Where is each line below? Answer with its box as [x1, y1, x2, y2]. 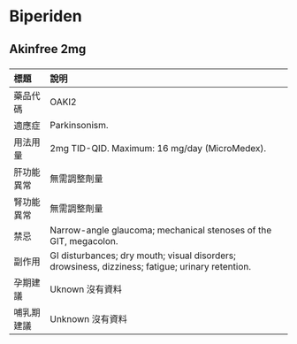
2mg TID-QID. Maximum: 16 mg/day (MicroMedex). [49, 141, 267, 154]
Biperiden [9, 6, 82, 27]
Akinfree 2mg [9, 42, 87, 57]
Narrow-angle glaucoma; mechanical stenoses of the [49, 224, 272, 236]
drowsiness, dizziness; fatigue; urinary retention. [49, 260, 252, 272]
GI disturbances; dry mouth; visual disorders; [49, 249, 237, 262]
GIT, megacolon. [49, 234, 118, 247]
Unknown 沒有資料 [49, 312, 128, 325]
